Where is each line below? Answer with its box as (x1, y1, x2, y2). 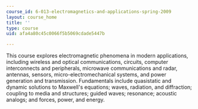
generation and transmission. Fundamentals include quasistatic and (6, 78, 172, 85)
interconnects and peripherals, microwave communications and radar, (6, 65, 178, 72)
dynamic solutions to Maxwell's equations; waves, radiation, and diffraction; (6, 84, 192, 91)
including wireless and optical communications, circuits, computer (6, 59, 168, 66)
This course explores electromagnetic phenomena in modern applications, (6, 52, 188, 59)
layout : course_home (6, 14, 58, 20)
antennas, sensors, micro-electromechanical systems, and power (6, 71, 166, 78)
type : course (6, 25, 39, 31)
